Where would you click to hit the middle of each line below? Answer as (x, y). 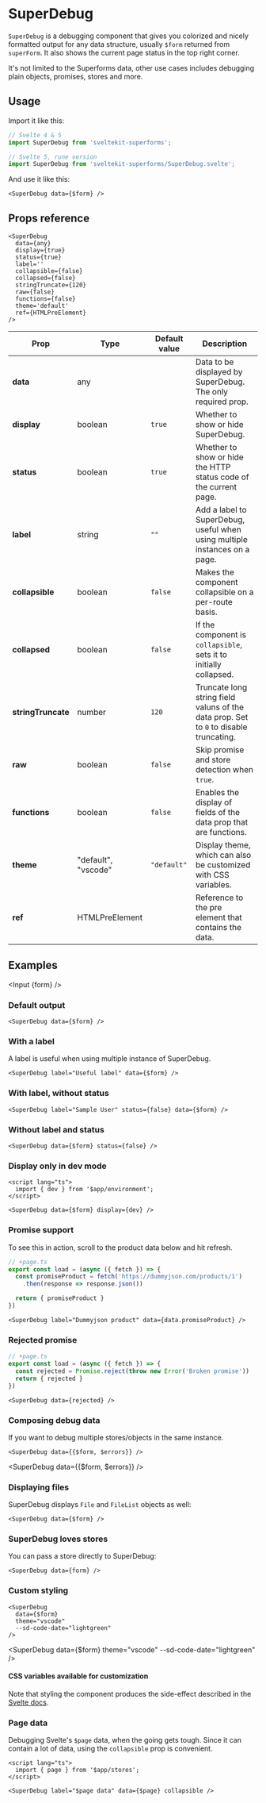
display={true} (40, 251)
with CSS (212, 875)
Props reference (49, 218)
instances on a (222, 550)
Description (225, 344)
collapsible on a (224, 592)
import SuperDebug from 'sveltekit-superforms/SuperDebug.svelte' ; (122, 164)
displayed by (219, 372)
